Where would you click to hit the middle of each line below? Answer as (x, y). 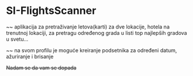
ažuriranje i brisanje (30, 56)
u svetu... (17, 39)
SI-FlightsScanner (51, 11)
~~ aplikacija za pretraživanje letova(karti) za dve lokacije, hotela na (88, 27)
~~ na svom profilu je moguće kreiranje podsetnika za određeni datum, (92, 50)
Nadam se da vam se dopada (42, 67)
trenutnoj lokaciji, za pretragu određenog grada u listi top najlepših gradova (96, 32)
